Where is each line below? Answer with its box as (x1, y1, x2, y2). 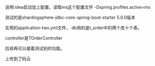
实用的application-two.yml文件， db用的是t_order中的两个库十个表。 (5, 25, 142, 31)
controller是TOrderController (5, 35, 63, 41)
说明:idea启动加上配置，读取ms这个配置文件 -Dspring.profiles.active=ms (5, 4, 151, 10)
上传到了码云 (5, 56, 31, 62)
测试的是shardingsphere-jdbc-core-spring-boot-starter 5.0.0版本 (5, 15, 136, 20)
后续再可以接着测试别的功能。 (5, 46, 65, 51)
